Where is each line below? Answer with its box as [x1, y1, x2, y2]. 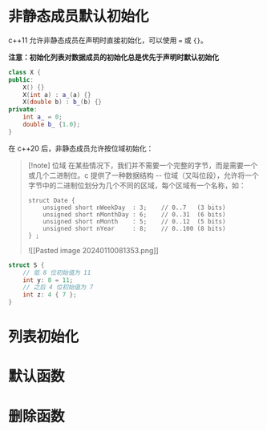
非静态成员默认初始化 [8, 7, 150, 26]
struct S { [8, 261, 45, 269]
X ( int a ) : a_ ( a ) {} [22, 91, 91, 99]
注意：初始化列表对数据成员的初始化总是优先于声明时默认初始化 [8, 52, 219, 62]
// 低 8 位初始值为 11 [22, 268, 91, 276]
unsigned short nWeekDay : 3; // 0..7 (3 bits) [42, 203, 226, 211]
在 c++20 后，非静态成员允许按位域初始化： [8, 143, 154, 153]
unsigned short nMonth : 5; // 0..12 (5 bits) [42, 217, 226, 225]
